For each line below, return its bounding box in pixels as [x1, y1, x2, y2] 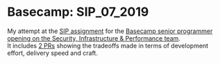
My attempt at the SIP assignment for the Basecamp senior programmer [7, 27, 213, 35]
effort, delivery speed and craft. [7, 49, 99, 57]
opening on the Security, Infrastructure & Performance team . [7, 34, 180, 42]
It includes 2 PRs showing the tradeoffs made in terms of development [7, 41, 209, 50]
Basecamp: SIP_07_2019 [7, 4, 149, 20]
